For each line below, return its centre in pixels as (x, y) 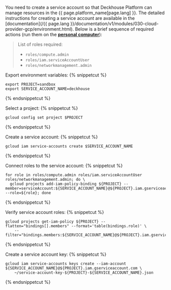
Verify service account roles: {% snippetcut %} (55, 212)
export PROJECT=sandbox (31, 84)
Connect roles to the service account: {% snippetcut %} (64, 166)
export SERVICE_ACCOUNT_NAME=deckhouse (48, 89)
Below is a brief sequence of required (115, 29)
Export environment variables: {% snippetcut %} (56, 75)
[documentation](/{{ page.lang (37, 23)
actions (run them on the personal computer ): (54, 34)
